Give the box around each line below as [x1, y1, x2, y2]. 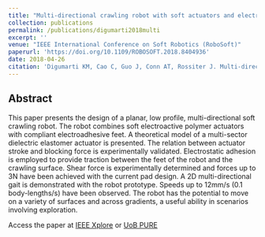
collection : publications [8, 19, 93, 27]
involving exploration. [8, 205, 78, 214]
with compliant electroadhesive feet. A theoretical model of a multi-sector [8, 129, 248, 139]
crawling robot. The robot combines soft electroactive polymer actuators [8, 121, 244, 131]
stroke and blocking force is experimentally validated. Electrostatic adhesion [8, 146, 256, 156]
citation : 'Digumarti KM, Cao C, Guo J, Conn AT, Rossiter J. [8, 63, 217, 71]
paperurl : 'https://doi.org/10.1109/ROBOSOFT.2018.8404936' [8, 48, 211, 56]
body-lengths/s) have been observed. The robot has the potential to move [8, 188, 249, 198]
